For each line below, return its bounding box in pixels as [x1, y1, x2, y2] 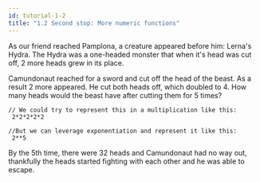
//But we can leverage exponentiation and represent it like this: [8, 127, 238, 135]
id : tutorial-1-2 [8, 11, 66, 20]
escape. [8, 164, 35, 174]
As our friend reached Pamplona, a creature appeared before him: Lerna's [8, 41, 252, 50]
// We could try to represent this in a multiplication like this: [8, 105, 238, 114]
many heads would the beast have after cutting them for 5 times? [8, 90, 223, 100]
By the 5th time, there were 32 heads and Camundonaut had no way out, [8, 148, 247, 157]
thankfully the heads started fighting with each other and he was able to [8, 156, 245, 166]
